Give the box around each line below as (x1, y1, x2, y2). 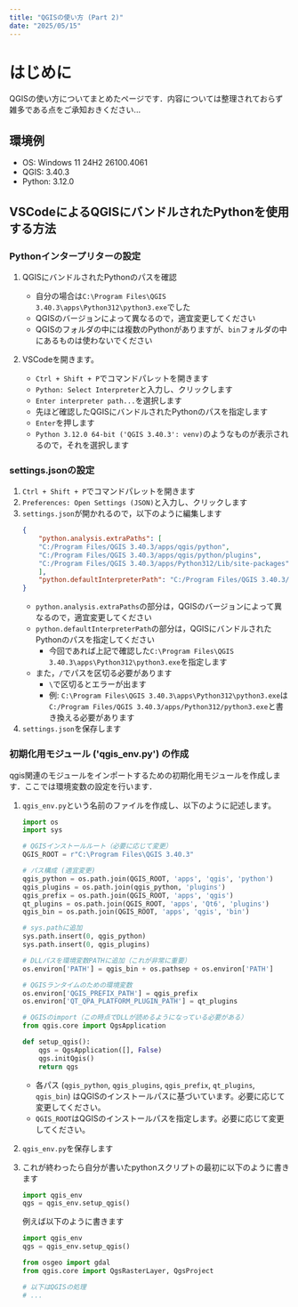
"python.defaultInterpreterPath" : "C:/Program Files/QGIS (38, 576, 258, 585)
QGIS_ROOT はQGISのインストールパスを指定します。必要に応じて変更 (35, 1113, 285, 1124)
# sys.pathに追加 (21, 924, 83, 932)
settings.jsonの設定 (9, 464, 95, 476)
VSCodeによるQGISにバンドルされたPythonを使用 (9, 204, 290, 219)
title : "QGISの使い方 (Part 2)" (9, 12, 125, 22)
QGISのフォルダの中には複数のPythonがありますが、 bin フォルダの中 (35, 324, 287, 335)
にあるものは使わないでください (35, 335, 153, 345)
